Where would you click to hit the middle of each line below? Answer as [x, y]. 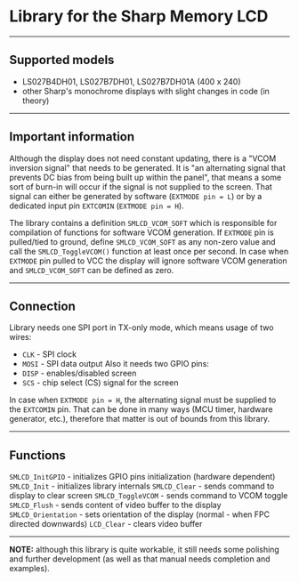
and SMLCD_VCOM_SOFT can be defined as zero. [92, 270]
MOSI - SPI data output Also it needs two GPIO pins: [115, 364]
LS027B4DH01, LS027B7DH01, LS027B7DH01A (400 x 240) [132, 81]
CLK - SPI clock [49, 354]
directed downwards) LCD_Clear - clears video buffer [106, 524]
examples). [30, 569]
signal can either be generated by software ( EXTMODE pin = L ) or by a [136, 196]
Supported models [62, 60]
